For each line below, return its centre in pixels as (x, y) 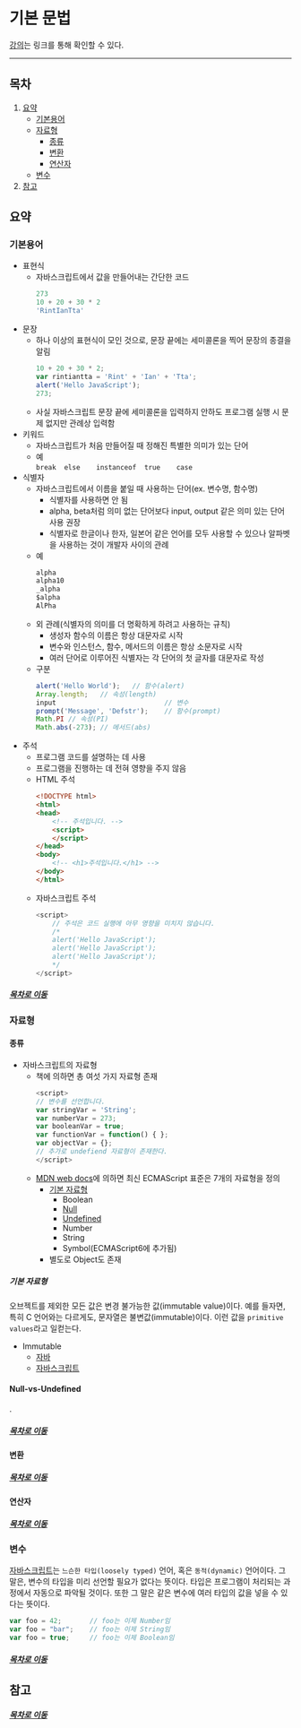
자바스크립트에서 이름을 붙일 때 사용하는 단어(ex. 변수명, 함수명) (146, 488)
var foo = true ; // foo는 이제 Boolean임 (92, 1638)
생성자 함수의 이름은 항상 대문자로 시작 (116, 635)
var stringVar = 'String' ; (86, 1110)
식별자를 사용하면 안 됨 (89, 499)
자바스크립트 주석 (66, 898)
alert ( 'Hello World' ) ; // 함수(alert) (110, 686)
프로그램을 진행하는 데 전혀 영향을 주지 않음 (111, 768)
